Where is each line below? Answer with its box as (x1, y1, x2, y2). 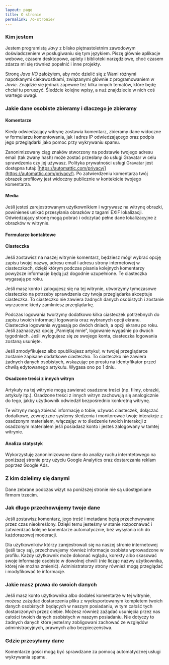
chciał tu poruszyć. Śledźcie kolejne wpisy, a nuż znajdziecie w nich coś (5, 87, 155, 93)
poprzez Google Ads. (5, 462, 49, 468)
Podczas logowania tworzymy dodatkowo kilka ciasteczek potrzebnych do (5, 311, 160, 317)
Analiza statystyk (5, 440, 43, 447)
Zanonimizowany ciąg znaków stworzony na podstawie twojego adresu (5, 149, 153, 155)
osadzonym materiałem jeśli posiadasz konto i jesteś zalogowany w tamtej (5, 423, 159, 429)
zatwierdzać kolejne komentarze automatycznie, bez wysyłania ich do (5, 526, 150, 532)
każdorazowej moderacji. (5, 532, 57, 538)
